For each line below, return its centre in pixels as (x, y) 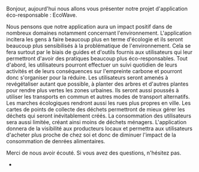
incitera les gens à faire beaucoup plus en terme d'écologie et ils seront (95, 39)
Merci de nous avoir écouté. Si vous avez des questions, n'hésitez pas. (94, 153)
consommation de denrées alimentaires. (56, 141)
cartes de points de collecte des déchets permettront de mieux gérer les (96, 109)
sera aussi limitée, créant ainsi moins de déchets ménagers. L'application (97, 122)
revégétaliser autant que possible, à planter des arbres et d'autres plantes (97, 84)
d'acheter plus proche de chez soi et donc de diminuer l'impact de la (91, 135)
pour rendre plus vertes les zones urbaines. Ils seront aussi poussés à (93, 90)
